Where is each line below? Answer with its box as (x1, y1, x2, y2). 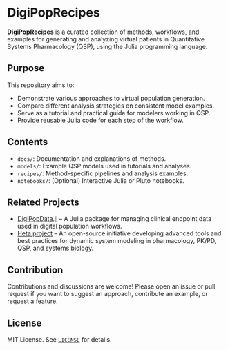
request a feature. (7, 297, 58, 305)
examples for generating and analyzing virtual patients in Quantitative (7, 35, 205, 43)
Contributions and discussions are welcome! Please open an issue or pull (7, 282, 216, 291)
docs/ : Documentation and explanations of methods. (17, 154, 167, 163)
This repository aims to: (7, 81, 75, 89)
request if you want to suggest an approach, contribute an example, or (7, 290, 209, 298)
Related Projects (7, 196, 79, 208)
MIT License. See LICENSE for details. (7, 336, 112, 343)
